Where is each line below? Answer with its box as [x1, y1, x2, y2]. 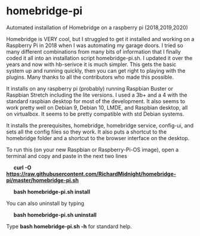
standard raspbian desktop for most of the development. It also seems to [6, 97, 186, 105]
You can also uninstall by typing [6, 200, 85, 207]
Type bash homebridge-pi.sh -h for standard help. [6, 222, 133, 230]
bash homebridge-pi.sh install [13, 188, 91, 195]
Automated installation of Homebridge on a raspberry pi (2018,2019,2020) [6, 24, 188, 31]
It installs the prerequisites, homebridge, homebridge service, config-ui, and [6, 122, 194, 129]
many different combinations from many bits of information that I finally [6, 48, 181, 55]
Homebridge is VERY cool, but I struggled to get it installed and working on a [6, 35, 195, 42]
